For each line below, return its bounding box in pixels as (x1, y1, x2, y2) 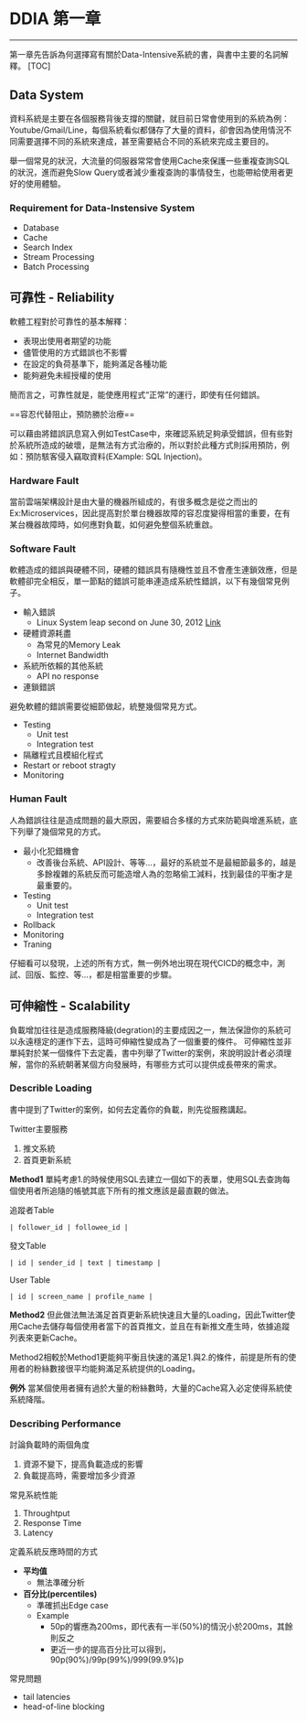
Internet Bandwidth (36, 650, 110, 661)
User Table (9, 1274, 51, 1285)
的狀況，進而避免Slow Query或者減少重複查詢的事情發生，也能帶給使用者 (9, 167, 286, 177)
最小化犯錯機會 (22, 845, 79, 856)
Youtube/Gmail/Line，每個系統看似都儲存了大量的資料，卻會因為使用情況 (9, 124, 284, 135)
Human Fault (9, 792, 68, 805)
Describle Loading (9, 1081, 93, 1094)
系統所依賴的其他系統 (22, 661, 103, 672)
